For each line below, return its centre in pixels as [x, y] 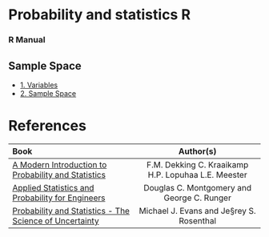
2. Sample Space [48, 93]
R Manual [27, 40]
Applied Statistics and [53, 187]
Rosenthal [198, 220]
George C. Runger [198, 198]
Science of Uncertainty [56, 220]
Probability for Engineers [59, 198]
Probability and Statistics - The [71, 211]
